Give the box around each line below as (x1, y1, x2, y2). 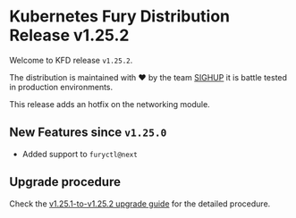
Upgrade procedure (9, 174, 121, 189)
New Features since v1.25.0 (9, 125, 167, 140)
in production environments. (9, 81, 114, 92)
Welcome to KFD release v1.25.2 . (9, 54, 133, 65)
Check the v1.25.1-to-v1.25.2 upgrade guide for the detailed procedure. (9, 198, 271, 209)
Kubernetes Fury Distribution (9, 6, 231, 27)
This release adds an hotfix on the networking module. (9, 98, 210, 109)
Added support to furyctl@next (21, 148, 139, 159)
